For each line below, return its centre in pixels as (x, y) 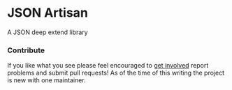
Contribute (26, 50)
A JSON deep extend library (48, 32)
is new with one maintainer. (46, 80)
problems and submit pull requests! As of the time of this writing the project (116, 73)
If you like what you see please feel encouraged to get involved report (108, 66)
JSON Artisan (48, 13)
